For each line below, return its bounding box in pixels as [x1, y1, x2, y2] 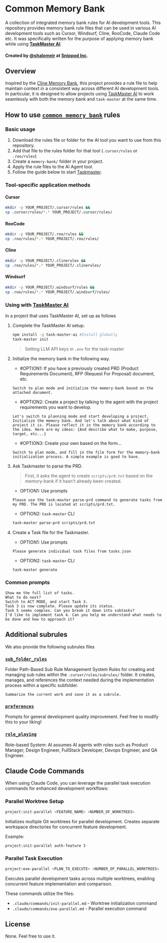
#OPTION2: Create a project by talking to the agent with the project [19, 399, 159, 405]
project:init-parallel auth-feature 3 [5, 843, 86, 848]
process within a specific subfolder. [5, 682, 78, 688]
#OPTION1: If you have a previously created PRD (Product [19, 365, 139, 371]
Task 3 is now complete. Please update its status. [5, 603, 115, 609]
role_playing [5, 732, 37, 737]
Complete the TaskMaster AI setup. [12, 323, 85, 329]
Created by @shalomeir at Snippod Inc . [5, 52, 88, 58]
